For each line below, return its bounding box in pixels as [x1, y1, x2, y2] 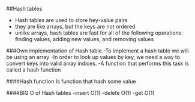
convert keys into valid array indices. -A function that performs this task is [6, 60, 189, 67]
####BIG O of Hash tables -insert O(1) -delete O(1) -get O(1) [6, 89, 155, 96]
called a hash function [6, 66, 61, 73]
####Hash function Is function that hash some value [6, 78, 136, 85]
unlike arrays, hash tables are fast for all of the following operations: [14, 29, 184, 36]
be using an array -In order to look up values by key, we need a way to [6, 54, 181, 60]
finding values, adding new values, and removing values [14, 36, 154, 42]
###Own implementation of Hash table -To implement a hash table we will [6, 47, 189, 54]
